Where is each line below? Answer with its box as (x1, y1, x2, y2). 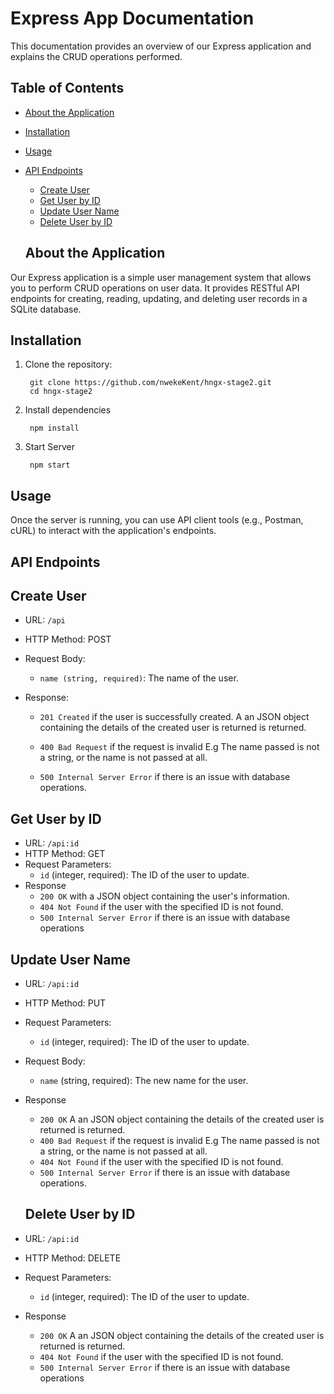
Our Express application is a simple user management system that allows (10, 271, 312, 283)
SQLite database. (10, 303, 82, 315)
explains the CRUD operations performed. (10, 50, 183, 62)
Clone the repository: (24, 358, 113, 371)
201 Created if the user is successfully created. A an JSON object (39, 711, 310, 723)
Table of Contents (10, 80, 125, 97)
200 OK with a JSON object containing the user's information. (39, 890, 290, 902)
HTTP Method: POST (24, 633, 112, 646)
